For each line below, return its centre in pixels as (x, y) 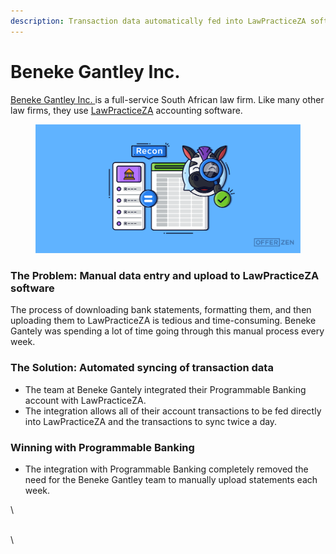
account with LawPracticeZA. (85, 400)
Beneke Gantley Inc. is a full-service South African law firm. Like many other (167, 99)
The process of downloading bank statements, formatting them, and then (161, 310)
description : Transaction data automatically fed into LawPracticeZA (158, 21)
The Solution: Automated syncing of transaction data (142, 368)
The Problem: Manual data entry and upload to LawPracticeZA (165, 276)
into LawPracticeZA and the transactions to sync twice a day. (151, 421)
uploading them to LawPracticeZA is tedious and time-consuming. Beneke (163, 321)
